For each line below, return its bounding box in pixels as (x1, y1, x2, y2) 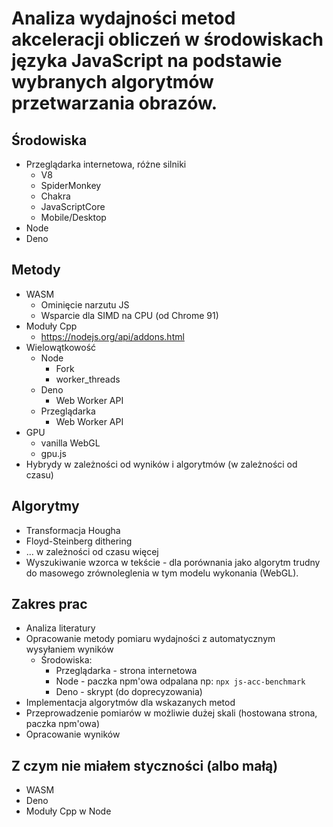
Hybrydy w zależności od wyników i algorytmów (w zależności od (25, 458, 298, 470)
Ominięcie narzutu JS (40, 298, 130, 311)
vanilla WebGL (40, 437, 101, 449)
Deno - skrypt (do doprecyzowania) (55, 686, 203, 698)
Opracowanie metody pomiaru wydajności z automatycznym (25, 633, 276, 645)
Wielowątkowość (25, 341, 97, 353)
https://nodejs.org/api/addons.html (40, 330, 185, 342)
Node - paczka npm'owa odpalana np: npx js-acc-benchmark (55, 675, 306, 687)
